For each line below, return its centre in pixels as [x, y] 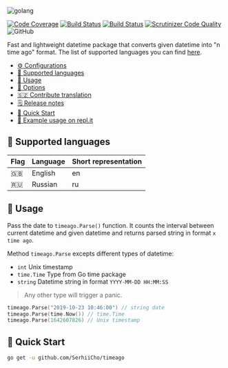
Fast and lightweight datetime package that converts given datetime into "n [114, 45]
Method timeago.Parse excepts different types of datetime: [91, 253]
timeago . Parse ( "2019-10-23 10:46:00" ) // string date [86, 307]
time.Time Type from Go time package [71, 274]
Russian [45, 184]
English [44, 173]
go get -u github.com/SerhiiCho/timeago [66, 358]
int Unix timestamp [45, 267]
